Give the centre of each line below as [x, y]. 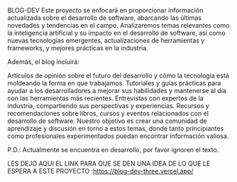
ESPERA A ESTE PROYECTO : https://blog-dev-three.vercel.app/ [100, 171]
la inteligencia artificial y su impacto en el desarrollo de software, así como [116, 33]
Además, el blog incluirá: [44, 62]
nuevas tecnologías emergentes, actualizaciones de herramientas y [106, 41]
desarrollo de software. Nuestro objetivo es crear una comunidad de [107, 121]
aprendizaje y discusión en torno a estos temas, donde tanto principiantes [116, 128]
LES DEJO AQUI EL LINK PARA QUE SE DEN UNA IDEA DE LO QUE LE [109, 164]
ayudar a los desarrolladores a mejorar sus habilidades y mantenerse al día [117, 91]
